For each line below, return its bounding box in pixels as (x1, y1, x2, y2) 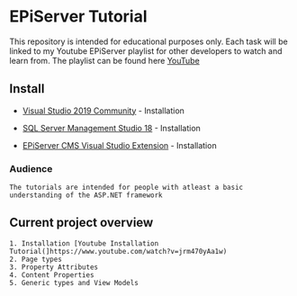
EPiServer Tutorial (9, 6, 148, 27)
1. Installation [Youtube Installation (9, 238, 159, 248)
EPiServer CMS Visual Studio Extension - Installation (22, 139, 218, 150)
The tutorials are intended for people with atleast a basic (9, 183, 244, 193)
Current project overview (9, 215, 154, 230)
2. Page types (9, 255, 63, 264)
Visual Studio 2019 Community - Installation (22, 105, 184, 116)
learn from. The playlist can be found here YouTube (9, 55, 200, 66)
